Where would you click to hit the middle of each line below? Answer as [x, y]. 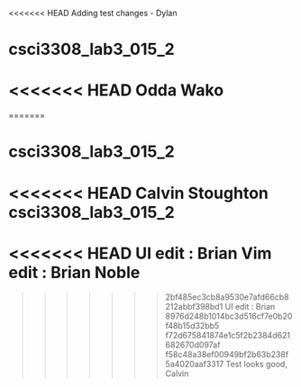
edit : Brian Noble [74, 272]
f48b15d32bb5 [192, 326]
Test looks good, [256, 364]
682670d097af [193, 345]
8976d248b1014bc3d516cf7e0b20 [229, 316]
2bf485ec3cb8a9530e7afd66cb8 [227, 297]
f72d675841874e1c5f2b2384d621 [228, 336]
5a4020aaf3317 [195, 364]
